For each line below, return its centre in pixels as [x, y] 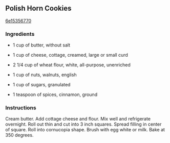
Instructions [21, 108]
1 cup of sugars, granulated [41, 85]
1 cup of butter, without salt [41, 45]
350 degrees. [19, 135]
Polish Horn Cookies [38, 8]
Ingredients [20, 34]
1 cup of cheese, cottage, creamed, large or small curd [70, 55]
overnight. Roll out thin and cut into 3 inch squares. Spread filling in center [83, 124]
